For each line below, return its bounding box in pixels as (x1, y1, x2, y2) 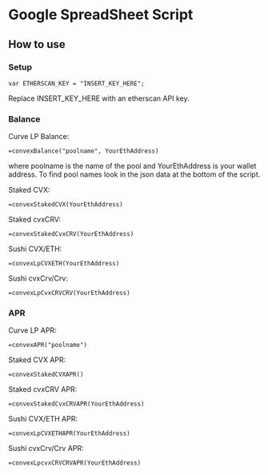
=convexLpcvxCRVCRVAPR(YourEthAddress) (8, 459, 142, 467)
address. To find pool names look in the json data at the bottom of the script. (8, 170, 261, 179)
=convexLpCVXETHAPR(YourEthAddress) (8, 429, 130, 437)
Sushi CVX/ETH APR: (8, 414, 78, 424)
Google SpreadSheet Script (8, 6, 194, 24)
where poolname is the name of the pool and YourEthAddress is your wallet (8, 162, 257, 171)
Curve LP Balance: (8, 132, 70, 142)
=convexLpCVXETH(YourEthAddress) (8, 260, 120, 268)
